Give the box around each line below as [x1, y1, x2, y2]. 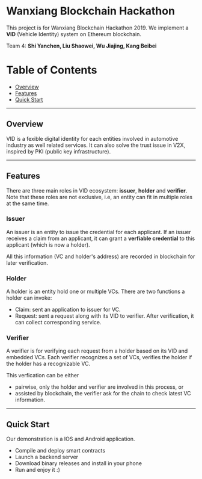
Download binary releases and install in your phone [14, 460, 142, 467]
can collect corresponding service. [14, 319, 102, 326]
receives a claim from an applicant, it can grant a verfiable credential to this [6, 235, 195, 242]
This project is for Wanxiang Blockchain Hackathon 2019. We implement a [6, 24, 189, 31]
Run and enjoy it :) [14, 466, 60, 474]
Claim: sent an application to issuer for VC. [14, 306, 121, 314]
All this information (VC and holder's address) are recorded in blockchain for [6, 253, 195, 260]
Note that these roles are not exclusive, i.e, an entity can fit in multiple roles [6, 193, 193, 200]
